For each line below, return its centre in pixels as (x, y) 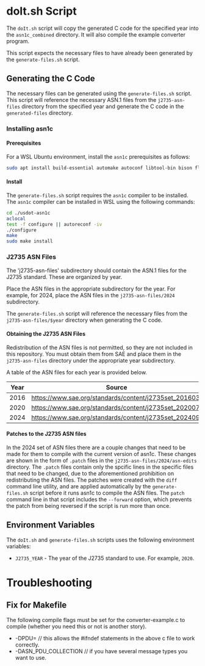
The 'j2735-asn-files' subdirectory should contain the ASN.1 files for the (97, 270)
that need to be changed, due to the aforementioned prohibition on (90, 473)
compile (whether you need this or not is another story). (77, 626)
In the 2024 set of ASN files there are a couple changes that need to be (96, 447)
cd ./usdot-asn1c (28, 213)
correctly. (27, 645)
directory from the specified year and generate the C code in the (103, 106)
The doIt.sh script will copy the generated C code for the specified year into (103, 28)
